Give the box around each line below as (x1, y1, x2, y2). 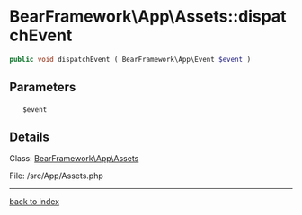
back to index (9, 196, 60, 207)
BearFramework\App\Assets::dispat (9, 6, 287, 27)
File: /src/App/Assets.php (9, 170, 103, 181)
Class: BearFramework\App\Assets (9, 153, 139, 164)
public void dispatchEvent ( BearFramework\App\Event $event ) (9, 55, 252, 64)
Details (9, 130, 49, 145)
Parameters (9, 80, 76, 95)
